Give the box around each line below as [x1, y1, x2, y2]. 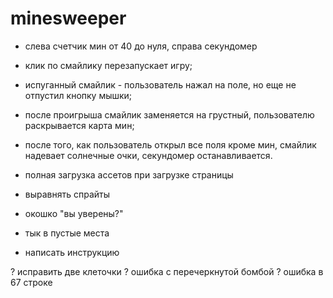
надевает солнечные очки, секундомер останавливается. [24, 149, 273, 161]
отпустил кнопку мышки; [24, 89, 133, 101]
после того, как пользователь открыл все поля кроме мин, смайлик [24, 138, 317, 151]
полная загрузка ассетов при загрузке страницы [24, 168, 234, 181]
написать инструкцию [24, 246, 120, 258]
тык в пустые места [24, 227, 110, 239]
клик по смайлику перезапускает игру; [24, 59, 193, 71]
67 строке [10, 276, 53, 288]
